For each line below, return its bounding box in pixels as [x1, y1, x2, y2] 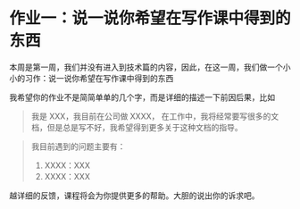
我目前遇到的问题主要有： [30, 140, 126, 152]
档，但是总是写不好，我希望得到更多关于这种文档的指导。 [30, 121, 243, 132]
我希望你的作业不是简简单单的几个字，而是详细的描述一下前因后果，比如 [9, 91, 275, 103]
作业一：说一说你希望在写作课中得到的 [9, 8, 292, 29]
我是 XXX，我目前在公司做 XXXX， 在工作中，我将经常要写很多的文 [30, 111, 279, 121]
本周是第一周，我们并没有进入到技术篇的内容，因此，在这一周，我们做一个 [9, 62, 283, 72]
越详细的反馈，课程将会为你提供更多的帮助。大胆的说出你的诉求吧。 [9, 189, 260, 201]
